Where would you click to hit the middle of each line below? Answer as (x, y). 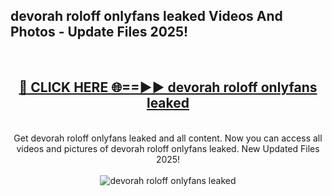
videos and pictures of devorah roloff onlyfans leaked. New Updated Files (168, 148)
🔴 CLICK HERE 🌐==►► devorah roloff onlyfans (168, 87)
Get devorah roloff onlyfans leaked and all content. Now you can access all (168, 138)
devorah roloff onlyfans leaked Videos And (146, 16)
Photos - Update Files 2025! (99, 32)
